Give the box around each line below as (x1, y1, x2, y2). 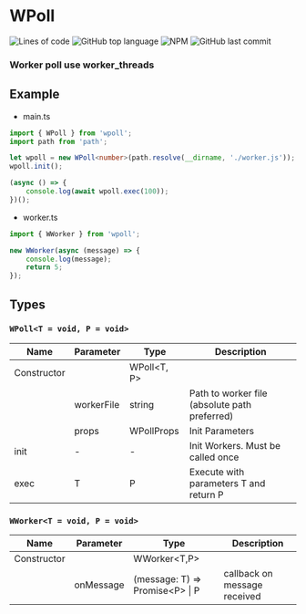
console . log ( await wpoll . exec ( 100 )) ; (25, 187, 169, 196)
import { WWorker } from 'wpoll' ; (9, 229, 141, 238)
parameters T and (189, 476, 266, 489)
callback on (223, 567, 273, 580)
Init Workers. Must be (189, 439, 280, 452)
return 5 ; (25, 263, 64, 272)
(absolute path (189, 398, 252, 411)
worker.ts (22, 212, 58, 223)
